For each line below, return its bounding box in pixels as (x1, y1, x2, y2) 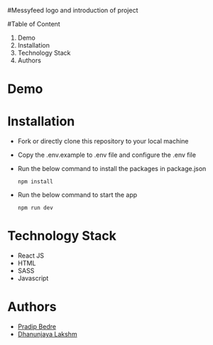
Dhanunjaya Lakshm (17, 330, 77, 338)
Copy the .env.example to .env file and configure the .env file (17, 150, 197, 159)
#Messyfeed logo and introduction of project (7, 6, 138, 14)
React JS (17, 251, 45, 260)
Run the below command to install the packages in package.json (17, 165, 207, 173)
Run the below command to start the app (17, 191, 138, 199)
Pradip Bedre (17, 322, 57, 331)
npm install (17, 178, 53, 185)
